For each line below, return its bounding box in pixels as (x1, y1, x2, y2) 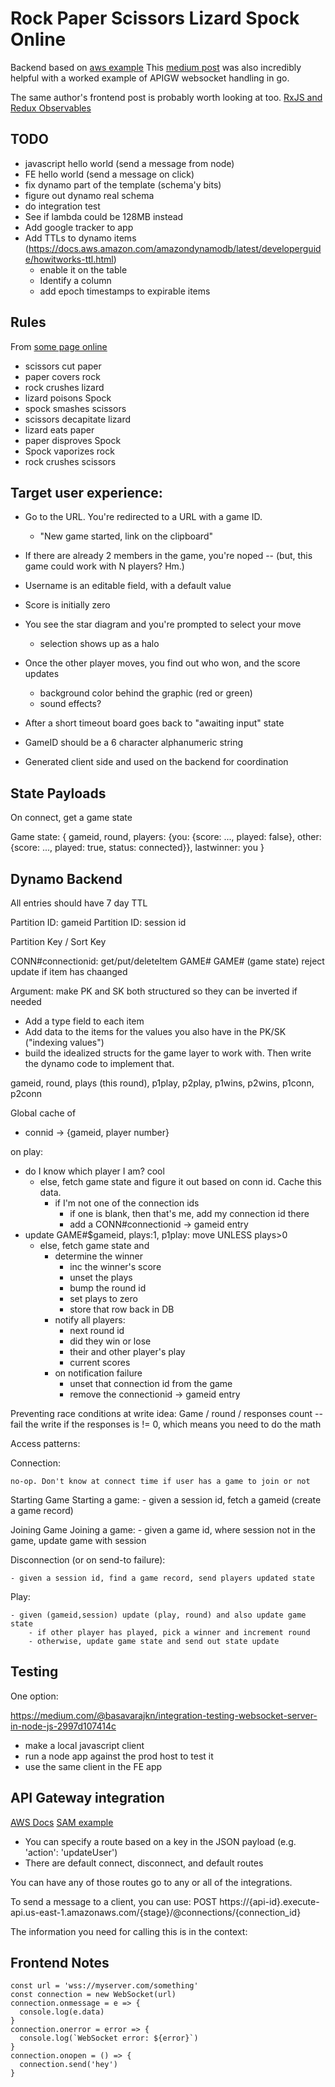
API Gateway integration (10, 1790, 165, 1807)
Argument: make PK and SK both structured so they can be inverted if (10, 985, 298, 997)
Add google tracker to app (24, 221, 134, 233)
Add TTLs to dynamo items (24, 232, 137, 244)
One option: (10, 1690, 59, 1702)
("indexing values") (24, 1037, 105, 1048)
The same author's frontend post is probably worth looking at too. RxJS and (10, 91, 323, 103)
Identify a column (39, 274, 112, 286)
